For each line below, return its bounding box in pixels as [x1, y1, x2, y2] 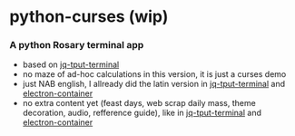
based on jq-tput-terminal [22, 59, 120, 70]
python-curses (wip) [9, 6, 169, 27]
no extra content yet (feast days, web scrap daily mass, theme [22, 98, 256, 109]
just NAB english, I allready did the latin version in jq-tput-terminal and [22, 79, 286, 90]
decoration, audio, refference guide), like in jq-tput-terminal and [22, 107, 261, 119]
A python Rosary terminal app [9, 39, 144, 52]
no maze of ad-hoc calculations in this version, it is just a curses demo [22, 69, 287, 80]
